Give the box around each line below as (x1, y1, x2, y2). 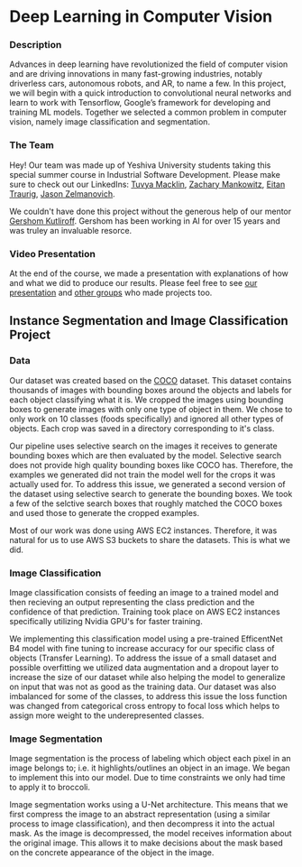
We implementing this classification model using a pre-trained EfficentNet (9, 633, 284, 644)
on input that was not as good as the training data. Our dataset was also (9, 681, 277, 692)
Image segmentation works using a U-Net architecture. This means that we (9, 799, 288, 810)
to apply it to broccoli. (9, 782, 90, 793)
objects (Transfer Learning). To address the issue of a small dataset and (9, 652, 277, 664)
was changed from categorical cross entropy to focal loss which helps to (9, 701, 280, 712)
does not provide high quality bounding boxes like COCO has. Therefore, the (9, 459, 294, 470)
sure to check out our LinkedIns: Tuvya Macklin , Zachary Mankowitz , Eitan (9, 179, 286, 189)
